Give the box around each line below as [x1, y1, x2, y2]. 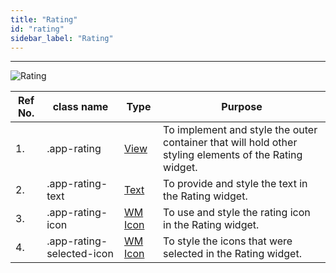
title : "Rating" [10, 14, 78, 25]
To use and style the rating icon [163, 206, 311, 220]
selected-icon [46, 247, 114, 261]
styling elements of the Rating [163, 148, 303, 162]
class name [52, 100, 109, 114]
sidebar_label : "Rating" [10, 33, 114, 43]
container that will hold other [163, 136, 298, 150]
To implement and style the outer [163, 123, 318, 137]
